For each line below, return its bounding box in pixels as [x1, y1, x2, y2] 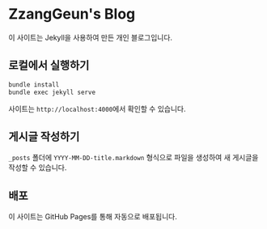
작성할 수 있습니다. [8, 163, 67, 172]
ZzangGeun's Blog [8, 5, 136, 23]
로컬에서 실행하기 [8, 58, 90, 73]
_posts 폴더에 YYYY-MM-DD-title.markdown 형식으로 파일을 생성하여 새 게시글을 [8, 153, 259, 163]
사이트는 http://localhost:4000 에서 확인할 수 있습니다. [8, 104, 186, 113]
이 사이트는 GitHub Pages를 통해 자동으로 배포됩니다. [8, 212, 178, 222]
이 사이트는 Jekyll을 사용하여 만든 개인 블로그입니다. [8, 32, 172, 42]
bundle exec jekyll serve [8, 88, 95, 96]
